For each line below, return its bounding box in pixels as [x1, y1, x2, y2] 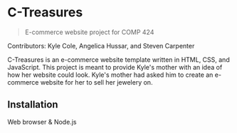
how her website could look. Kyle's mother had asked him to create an [7, 70, 214, 79]
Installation [7, 99, 58, 111]
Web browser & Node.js [7, 117, 77, 126]
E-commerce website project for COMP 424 [24, 28, 154, 36]
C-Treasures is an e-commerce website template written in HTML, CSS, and [7, 55, 230, 64]
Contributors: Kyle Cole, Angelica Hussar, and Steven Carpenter [7, 41, 195, 50]
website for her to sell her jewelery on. [40, 78, 153, 86]
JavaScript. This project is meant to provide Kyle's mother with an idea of [7, 63, 223, 71]
